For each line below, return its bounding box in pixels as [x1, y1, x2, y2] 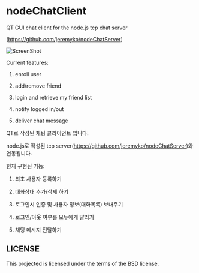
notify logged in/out [14, 105, 64, 112]
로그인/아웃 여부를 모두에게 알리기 [14, 213, 94, 220]
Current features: [6, 59, 49, 66]
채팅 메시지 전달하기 [14, 226, 62, 233]
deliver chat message [14, 117, 68, 124]
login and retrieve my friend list [14, 94, 92, 101]
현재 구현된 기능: [6, 162, 45, 169]
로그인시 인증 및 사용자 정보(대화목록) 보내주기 [14, 200, 123, 208]
